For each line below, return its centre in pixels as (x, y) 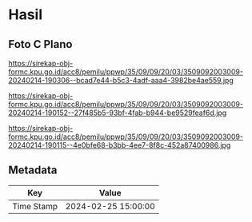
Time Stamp (35, 206)
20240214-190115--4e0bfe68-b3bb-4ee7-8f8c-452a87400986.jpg (120, 145)
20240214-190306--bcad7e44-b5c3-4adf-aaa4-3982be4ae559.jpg (121, 80)
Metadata (33, 170)
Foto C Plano (40, 44)
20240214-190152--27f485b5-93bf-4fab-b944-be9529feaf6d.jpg (118, 113)
